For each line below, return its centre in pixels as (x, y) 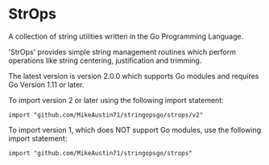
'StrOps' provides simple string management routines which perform (122, 52)
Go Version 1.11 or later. (46, 85)
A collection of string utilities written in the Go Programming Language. (126, 36)
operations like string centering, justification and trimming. (105, 60)
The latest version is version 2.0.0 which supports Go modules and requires (134, 76)
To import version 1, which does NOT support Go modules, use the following (135, 130)
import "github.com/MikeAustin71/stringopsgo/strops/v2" (106, 115)
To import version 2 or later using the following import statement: (116, 100)
